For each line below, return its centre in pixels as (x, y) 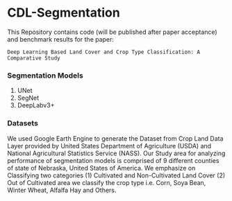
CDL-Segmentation (64, 13)
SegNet (28, 98)
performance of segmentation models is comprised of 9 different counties (113, 160)
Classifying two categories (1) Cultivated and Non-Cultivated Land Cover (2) (116, 175)
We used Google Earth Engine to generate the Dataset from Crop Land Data (115, 138)
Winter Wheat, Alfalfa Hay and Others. (62, 190)
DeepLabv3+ (36, 105)
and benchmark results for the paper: (61, 39)
